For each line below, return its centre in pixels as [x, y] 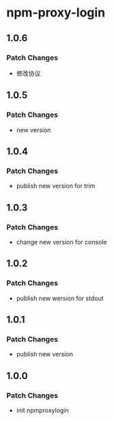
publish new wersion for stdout [60, 298]
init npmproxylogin [42, 410]
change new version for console [61, 242]
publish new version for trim [56, 186]
